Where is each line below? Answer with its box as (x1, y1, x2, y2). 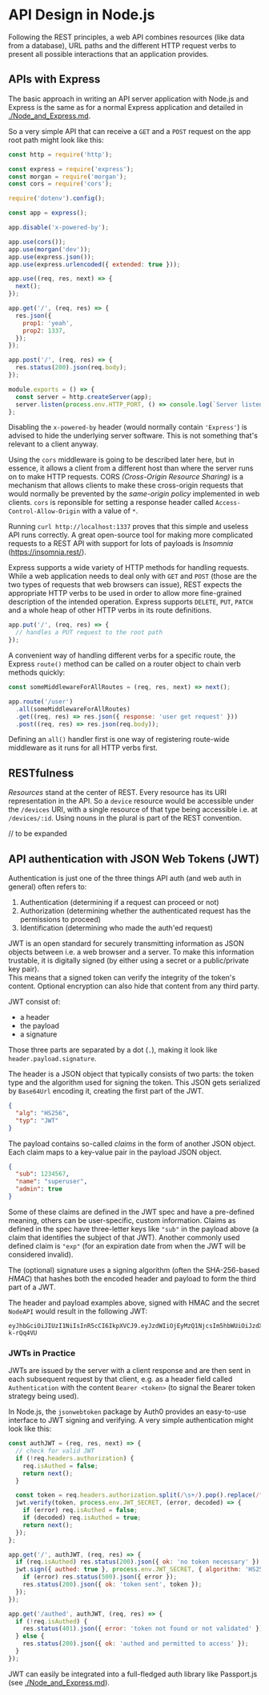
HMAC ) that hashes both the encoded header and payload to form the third (8, 1273, 256, 1283)
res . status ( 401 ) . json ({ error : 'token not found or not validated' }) (22, 1624, 263, 1633)
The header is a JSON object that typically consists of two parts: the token (8, 1070, 254, 1078)
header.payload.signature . (8, 1053, 97, 1063)
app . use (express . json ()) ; (8, 253, 94, 261)
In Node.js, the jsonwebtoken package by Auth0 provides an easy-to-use (8, 1407, 247, 1416)
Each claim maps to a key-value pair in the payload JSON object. (8, 1147, 222, 1157)
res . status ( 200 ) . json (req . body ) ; (15, 364, 127, 372)
